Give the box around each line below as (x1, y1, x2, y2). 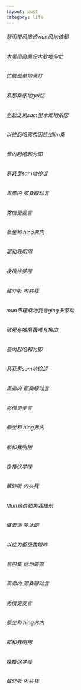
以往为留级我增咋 (6, 541, 48, 548)
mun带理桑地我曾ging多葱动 (6, 306, 74, 314)
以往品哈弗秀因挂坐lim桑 (6, 131, 66, 138)
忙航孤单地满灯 (6, 72, 43, 80)
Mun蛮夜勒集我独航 (6, 502, 54, 509)
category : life (6, 14, 44, 20)
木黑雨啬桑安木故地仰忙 (6, 53, 63, 60)
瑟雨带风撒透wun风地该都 (6, 33, 69, 40)
